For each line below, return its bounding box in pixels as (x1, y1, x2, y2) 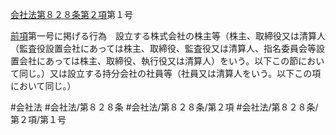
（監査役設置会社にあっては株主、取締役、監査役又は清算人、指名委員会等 (10, 43, 317, 54)
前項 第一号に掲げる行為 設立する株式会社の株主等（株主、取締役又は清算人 (10, 30, 326, 42)
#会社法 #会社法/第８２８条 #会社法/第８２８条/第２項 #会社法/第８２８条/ (10, 101, 319, 113)
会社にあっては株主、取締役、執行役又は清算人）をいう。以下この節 (18, 55, 299, 67)
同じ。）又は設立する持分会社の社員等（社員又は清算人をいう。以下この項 (18, 68, 322, 79)
